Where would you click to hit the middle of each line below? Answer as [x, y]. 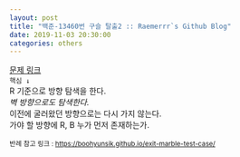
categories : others [46, 43]
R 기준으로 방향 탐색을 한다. [58, 91]
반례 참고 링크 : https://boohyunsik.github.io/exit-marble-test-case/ [112, 144]
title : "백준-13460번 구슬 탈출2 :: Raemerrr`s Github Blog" [120, 26]
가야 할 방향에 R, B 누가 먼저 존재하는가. [79, 125]
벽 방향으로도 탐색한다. [49, 103]
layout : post [34, 18]
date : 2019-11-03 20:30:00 [60, 34]
